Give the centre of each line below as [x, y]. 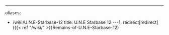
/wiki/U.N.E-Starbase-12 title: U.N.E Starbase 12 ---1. [67, 22]
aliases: [13, 13]
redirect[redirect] [141, 22]
